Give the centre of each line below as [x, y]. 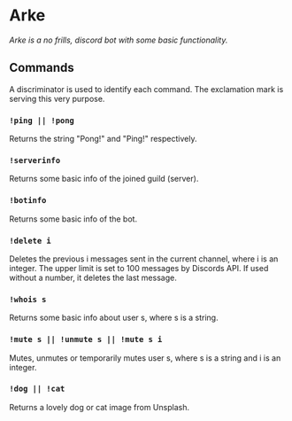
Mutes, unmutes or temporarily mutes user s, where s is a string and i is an [145, 358]
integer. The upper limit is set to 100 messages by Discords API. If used [139, 268]
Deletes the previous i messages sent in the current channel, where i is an [144, 259]
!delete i [30, 241]
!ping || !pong [42, 120]
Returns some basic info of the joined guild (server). [104, 179]
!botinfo [28, 201]
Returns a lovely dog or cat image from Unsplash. [100, 407]
